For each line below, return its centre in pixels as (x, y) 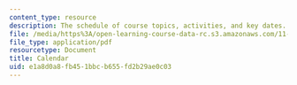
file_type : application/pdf (61, 42)
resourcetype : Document (53, 50)
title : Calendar (39, 58)
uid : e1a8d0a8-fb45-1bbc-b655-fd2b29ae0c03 (91, 67)
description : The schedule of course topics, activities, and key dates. (148, 26)
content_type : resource (53, 17)
